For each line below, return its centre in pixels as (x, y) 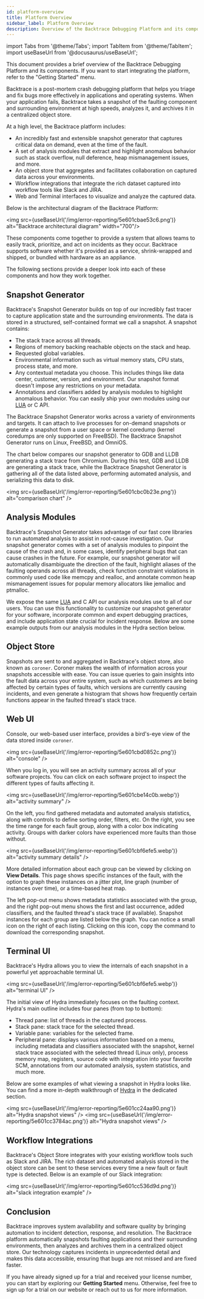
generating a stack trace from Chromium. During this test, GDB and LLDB (98, 461)
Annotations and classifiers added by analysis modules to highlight (99, 392)
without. (16, 839)
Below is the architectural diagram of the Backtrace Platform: (83, 208)
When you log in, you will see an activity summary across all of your (91, 770)
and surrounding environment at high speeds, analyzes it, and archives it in (100, 108)
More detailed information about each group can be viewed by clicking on (99, 869)
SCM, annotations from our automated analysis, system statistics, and (103, 1065)
